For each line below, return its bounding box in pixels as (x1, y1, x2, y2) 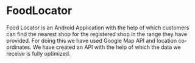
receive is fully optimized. (6, 50, 71, 57)
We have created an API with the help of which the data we (32, 43, 181, 51)
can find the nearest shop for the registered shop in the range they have (6, 30, 188, 37)
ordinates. (6, 43, 32, 51)
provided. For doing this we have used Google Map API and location (6, 37, 177, 44)
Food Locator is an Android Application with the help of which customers (6, 24, 190, 31)
